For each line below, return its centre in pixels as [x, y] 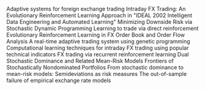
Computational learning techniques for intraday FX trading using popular [98, 48]
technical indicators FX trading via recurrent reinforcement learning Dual [98, 54]
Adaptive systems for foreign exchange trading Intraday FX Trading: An [96, 9]
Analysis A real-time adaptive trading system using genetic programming [99, 41]
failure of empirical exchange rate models [59, 80]
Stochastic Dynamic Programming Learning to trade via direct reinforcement [102, 28]
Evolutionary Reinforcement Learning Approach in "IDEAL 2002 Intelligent [99, 15]
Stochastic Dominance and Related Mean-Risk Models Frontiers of [90, 61]
